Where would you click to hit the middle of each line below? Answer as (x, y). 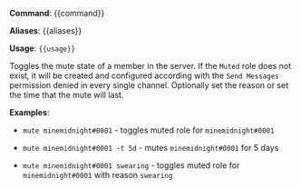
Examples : (29, 112)
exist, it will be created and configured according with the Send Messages (144, 75)
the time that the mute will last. (67, 95)
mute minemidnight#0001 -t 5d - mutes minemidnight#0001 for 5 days (150, 148)
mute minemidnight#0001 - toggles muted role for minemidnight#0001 (148, 130)
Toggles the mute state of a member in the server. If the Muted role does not (150, 66)
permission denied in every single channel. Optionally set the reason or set (149, 85)
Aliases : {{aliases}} (46, 30)
